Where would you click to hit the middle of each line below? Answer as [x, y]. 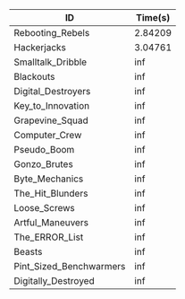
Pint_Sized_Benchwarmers [70, 266]
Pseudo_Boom [44, 149]
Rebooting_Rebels [52, 33]
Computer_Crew [48, 135]
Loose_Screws [45, 208]
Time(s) [153, 18]
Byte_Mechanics [49, 179]
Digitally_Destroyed [55, 281]
